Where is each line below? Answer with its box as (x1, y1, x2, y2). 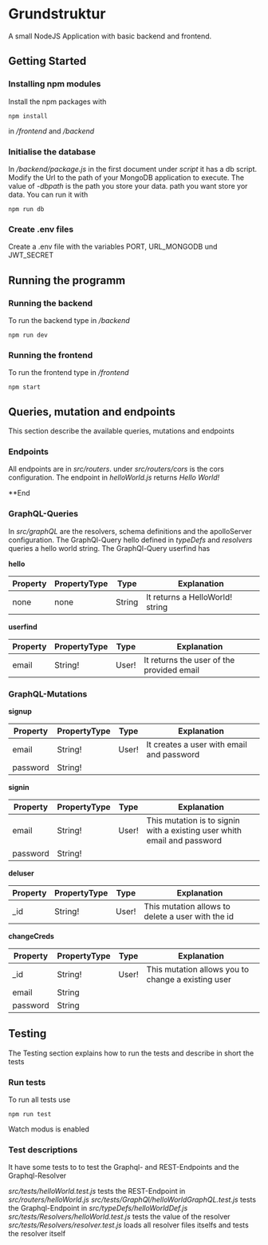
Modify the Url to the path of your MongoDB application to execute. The (8, 173, 245, 182)
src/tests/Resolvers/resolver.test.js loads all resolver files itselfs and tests (8, 1220, 249, 1230)
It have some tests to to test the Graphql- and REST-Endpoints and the (8, 1163, 239, 1172)
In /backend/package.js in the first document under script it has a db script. (8, 164, 258, 174)
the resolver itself (8, 1229, 66, 1239)
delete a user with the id (143, 911, 234, 922)
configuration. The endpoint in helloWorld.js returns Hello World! (8, 473, 220, 482)
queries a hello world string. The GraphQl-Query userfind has (8, 543, 211, 553)
